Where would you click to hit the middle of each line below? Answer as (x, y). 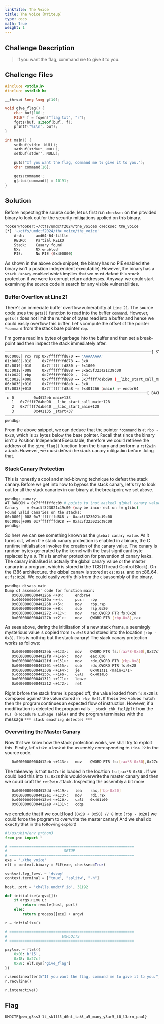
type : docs (16, 19)
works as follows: (23, 643)
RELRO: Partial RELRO (39, 240)
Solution (18, 201)
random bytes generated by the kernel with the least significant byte (74, 551)
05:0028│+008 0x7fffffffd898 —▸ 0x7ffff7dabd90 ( (61, 379)
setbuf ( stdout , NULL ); (37, 149)
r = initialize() (23, 923)
